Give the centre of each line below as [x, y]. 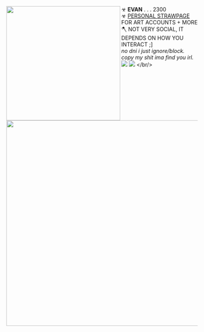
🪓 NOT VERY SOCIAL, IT [152, 29]
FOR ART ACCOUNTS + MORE [159, 22]
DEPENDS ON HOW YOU [152, 38]
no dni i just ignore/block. [153, 51]
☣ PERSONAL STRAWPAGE [155, 16]
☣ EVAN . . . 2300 [144, 9]
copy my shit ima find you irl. [158, 57]
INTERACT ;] [137, 44]
